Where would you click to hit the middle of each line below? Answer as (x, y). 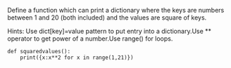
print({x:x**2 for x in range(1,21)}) (77, 57)
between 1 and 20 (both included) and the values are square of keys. (107, 18)
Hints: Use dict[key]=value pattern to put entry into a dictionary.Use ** (110, 31)
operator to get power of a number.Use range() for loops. (90, 39)
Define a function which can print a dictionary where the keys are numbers (116, 10)
